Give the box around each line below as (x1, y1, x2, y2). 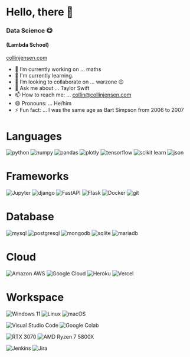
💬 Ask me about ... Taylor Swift (14, 85, 90, 92)
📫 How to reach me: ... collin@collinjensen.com (14, 91, 132, 98)
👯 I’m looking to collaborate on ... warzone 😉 (14, 78, 124, 85)
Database (6, 210, 54, 224)
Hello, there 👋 (6, 5, 74, 19)
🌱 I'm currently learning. (14, 72, 74, 79)
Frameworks (6, 170, 69, 183)
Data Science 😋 (6, 27, 53, 35)
